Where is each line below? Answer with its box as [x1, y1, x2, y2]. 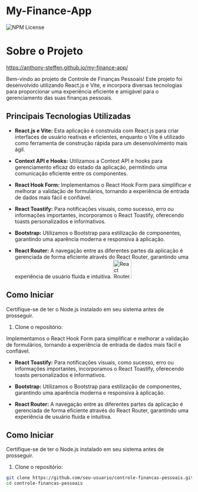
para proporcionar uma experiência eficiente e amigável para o [6, 87, 159, 95]
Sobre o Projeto [6, 44, 84, 58]
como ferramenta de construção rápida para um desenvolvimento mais [14, 139, 187, 146]
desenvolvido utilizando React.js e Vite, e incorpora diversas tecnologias [6, 82, 183, 89]
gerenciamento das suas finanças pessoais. [6, 94, 113, 101]
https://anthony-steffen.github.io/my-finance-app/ [6, 64, 128, 71]
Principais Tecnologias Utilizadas [6, 111, 131, 122]
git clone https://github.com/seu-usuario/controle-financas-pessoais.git [6, 475, 194, 481]
